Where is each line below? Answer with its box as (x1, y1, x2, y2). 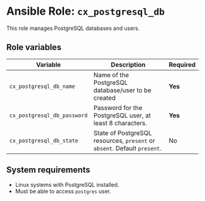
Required (168, 60, 196, 68)
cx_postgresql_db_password (9, 112, 88, 119)
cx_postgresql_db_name (9, 82, 75, 90)
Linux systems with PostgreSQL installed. (15, 181, 120, 188)
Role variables (6, 42, 62, 53)
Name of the (93, 70, 129, 79)
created (93, 93, 116, 102)
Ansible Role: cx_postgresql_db (6, 4, 165, 18)
